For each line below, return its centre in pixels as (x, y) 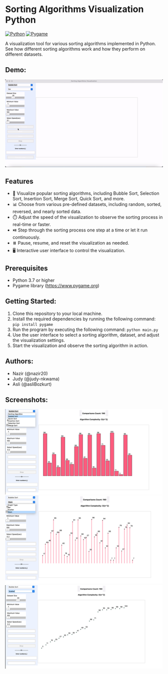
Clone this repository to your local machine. (57, 313)
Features (19, 181)
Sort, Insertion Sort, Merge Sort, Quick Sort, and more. (68, 199)
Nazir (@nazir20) (30, 373)
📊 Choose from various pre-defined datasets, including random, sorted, (87, 204)
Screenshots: (27, 400)
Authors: (19, 361)
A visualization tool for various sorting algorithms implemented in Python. (81, 43)
